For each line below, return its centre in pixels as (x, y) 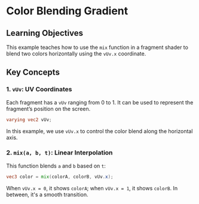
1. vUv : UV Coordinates (39, 89)
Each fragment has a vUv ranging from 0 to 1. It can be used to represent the (100, 102)
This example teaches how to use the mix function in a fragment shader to (97, 47)
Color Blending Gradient (67, 11)
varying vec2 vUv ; (29, 120)
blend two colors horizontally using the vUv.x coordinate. (76, 54)
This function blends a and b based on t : (56, 166)
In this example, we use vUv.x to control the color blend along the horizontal (99, 131)
